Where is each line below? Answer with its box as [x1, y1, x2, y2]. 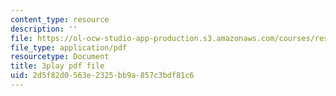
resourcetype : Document [10, 52, 110, 62]
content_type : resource [10, 14, 110, 25]
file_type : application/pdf [10, 42, 128, 53]
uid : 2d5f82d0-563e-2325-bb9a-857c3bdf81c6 [10, 71, 195, 81]
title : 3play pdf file [10, 61, 105, 71]
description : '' [10, 24, 78, 34]
